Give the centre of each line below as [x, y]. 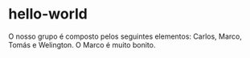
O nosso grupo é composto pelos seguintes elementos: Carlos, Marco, [125, 36]
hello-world [48, 14]
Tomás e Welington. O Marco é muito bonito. [82, 44]
